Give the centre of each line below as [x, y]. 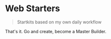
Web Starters [33, 9]
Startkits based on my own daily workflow [59, 22]
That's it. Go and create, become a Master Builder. [56, 31]
